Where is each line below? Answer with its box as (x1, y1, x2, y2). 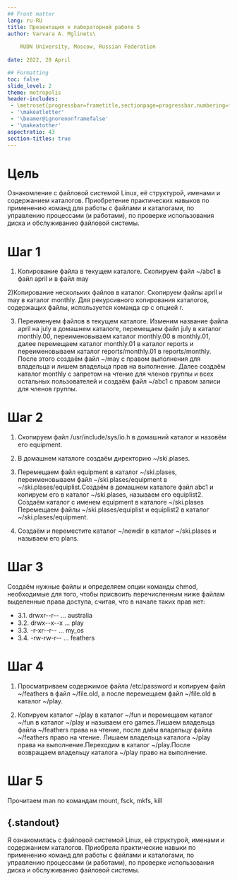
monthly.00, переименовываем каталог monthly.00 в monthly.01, (17, 332, 210, 340)
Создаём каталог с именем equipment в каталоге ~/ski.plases (17, 498, 205, 507)
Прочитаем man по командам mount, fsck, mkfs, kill (7, 797, 163, 805)
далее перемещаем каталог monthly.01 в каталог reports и (17, 340, 194, 348)
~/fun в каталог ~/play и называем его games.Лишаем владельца (17, 718, 215, 727)
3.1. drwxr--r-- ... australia (17, 611, 93, 620)
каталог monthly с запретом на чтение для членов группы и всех (17, 369, 214, 379)
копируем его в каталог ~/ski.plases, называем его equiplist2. (17, 490, 203, 499)
